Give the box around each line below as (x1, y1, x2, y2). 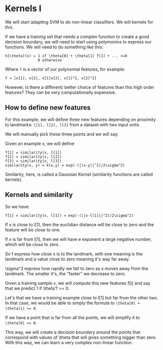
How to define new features (5, 103, 91, 112)
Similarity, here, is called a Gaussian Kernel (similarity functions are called (5, 171, 153, 177)
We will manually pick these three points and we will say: (5, 131, 119, 137)
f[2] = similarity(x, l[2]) (5, 154, 62, 159)
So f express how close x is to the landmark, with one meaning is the (5, 251, 143, 256)
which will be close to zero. (5, 241, 60, 247)
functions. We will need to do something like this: (5, 44, 104, 50)
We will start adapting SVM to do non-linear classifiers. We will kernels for (5, 19, 154, 25)
